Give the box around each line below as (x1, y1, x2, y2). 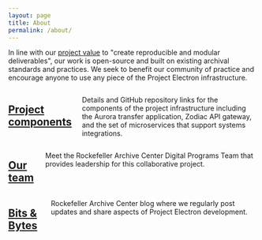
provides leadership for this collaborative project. (45, 159, 205, 169)
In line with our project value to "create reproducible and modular (8, 48, 221, 58)
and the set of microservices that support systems (81, 120, 246, 130)
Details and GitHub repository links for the (81, 96, 219, 105)
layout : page (8, 11, 51, 20)
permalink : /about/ (8, 26, 73, 34)
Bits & (8, 206, 37, 219)
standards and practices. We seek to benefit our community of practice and (8, 65, 255, 74)
